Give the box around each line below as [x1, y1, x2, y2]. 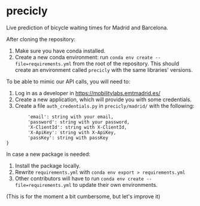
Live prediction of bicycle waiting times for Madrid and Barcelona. [6, 24, 169, 31]
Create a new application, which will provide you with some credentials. [14, 96, 192, 103]
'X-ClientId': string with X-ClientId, [28, 124, 128, 130]
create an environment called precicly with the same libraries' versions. [14, 66, 193, 73]
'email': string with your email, [28, 114, 114, 120]
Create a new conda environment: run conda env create [14, 53, 153, 60]
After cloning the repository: [6, 35, 76, 43]
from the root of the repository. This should [72, 60, 180, 67]
